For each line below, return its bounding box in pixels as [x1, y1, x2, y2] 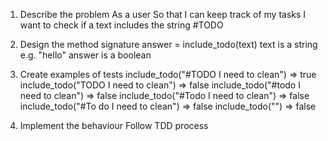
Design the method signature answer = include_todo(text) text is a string [19, 39, 318, 50]
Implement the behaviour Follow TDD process [19, 120, 209, 131]
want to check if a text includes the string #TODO [19, 19, 224, 31]
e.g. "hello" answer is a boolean [19, 49, 152, 61]
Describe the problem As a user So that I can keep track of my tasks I [19, 9, 307, 20]
